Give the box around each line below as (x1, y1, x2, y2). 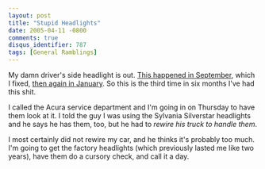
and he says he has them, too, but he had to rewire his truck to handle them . (8, 120, 258, 129)
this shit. (8, 87, 36, 96)
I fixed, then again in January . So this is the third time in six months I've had (8, 79, 255, 88)
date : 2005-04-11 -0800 (8, 26, 87, 34)
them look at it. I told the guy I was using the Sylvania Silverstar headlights (8, 111, 252, 120)
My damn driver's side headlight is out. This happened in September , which (8, 71, 255, 79)
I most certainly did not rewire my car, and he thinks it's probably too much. (8, 135, 255, 144)
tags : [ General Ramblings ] (8, 48, 98, 56)
